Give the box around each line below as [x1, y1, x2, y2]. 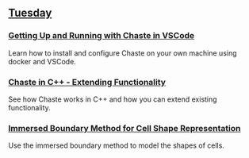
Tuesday [8, 6, 52, 20]
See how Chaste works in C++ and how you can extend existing [8, 94, 217, 104]
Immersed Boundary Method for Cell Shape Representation [8, 122, 241, 133]
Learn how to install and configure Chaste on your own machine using [8, 48, 237, 58]
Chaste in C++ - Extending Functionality [8, 76, 167, 87]
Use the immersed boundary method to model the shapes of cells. [8, 141, 224, 150]
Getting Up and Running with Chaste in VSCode [8, 30, 195, 41]
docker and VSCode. [8, 56, 77, 66]
